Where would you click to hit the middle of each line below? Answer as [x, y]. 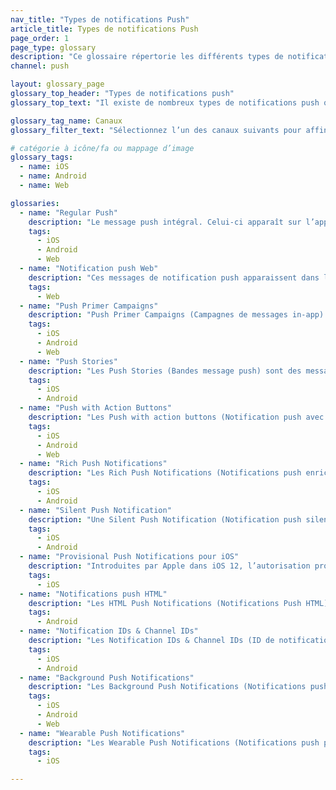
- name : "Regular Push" [68, 212]
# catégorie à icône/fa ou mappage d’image [102, 148]
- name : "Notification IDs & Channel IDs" [109, 631]
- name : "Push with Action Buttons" [95, 408]
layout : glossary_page [57, 84]
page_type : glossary [53, 47]
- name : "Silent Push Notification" [95, 510]
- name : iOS [44, 167]
